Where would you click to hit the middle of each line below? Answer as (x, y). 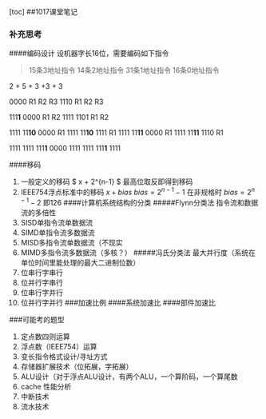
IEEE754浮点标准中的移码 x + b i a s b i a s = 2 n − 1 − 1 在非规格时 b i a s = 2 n (137, 192)
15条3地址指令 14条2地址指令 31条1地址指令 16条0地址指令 (124, 70)
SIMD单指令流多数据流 (58, 232)
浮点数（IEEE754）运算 (59, 346)
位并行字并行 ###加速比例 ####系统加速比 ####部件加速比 (118, 302)
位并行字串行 (42, 282)
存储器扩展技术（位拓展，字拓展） (77, 366)
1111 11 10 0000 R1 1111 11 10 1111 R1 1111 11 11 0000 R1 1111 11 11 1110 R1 (117, 133)
